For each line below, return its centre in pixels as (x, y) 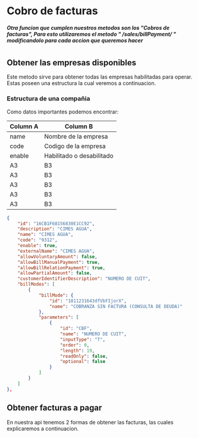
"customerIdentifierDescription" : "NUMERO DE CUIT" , (84, 279)
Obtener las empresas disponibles (72, 63)
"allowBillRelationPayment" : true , (62, 268)
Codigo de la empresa (75, 146)
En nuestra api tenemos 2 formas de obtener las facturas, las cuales (90, 422)
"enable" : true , (38, 246)
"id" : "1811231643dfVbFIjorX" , (88, 301)
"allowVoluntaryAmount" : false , (57, 257)
